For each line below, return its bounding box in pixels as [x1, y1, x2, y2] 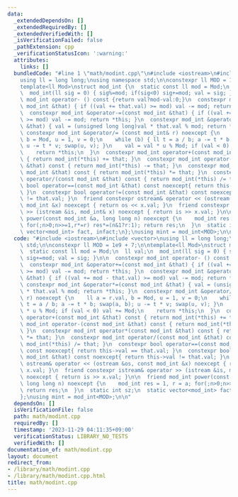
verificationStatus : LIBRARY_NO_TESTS [13, 432, 129, 440]
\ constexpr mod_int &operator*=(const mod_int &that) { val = [20, 281, 211, 288]
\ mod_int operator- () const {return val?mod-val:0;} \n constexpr [20, 97, 227, 104]
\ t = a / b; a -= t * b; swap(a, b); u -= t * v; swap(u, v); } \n [20, 301, 223, 308]
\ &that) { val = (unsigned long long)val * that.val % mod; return [20, 122, 227, 130]
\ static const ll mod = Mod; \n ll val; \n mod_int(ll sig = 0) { [20, 248, 227, 256]
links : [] [20, 63, 50, 70]
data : [7, 10, 23, 18]
